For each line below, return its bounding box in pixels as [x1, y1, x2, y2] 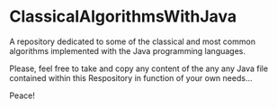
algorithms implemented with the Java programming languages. [9, 45, 246, 56]
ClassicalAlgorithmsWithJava [9, 6, 237, 27]
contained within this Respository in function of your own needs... [9, 72, 253, 83]
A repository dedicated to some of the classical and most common [9, 36, 256, 47]
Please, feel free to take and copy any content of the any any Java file [9, 63, 268, 74]
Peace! [9, 90, 36, 101]
